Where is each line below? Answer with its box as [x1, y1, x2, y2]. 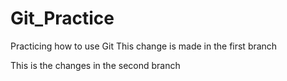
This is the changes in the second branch [10, 59, 181, 71]
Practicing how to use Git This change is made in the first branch [10, 40, 278, 52]
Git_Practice [10, 7, 115, 30]
